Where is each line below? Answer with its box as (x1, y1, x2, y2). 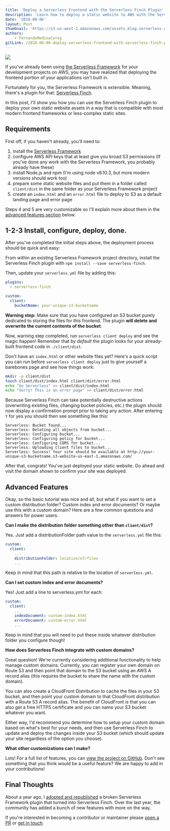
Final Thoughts (5, 780, 54, 789)
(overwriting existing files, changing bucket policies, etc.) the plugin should (5, 403, 162, 409)
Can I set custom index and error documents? (5, 580, 103, 586)
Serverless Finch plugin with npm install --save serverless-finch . (5, 260, 146, 266)
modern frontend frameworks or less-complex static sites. (5, 110, 126, 116)
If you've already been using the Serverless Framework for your (5, 64, 138, 70)
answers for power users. (5, 512, 59, 518)
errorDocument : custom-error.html (14, 618, 87, 623)
